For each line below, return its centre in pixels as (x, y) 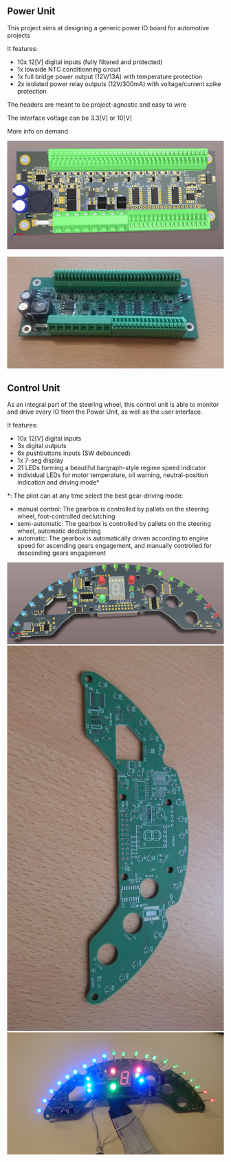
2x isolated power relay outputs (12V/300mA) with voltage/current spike (119, 84)
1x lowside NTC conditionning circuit (69, 69)
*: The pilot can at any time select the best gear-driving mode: (95, 496)
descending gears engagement (62, 553)
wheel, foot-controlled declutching (66, 516)
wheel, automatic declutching (59, 531)
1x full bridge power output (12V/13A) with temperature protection (110, 76)
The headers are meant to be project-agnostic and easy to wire (97, 104)
